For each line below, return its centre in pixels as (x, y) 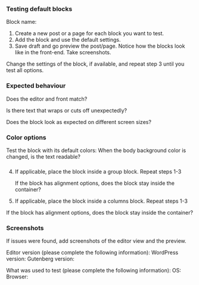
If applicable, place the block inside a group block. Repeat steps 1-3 (98, 171)
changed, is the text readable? (43, 156)
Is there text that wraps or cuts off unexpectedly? (66, 110)
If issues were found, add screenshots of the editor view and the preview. (96, 241)
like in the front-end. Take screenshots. (63, 52)
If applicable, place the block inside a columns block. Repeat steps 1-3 (101, 201)
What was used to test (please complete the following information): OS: (94, 271)
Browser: (17, 277)
